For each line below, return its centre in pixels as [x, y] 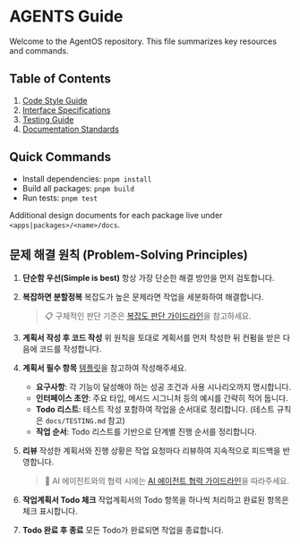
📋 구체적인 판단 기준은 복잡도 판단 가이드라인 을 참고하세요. [148, 316]
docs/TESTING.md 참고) [85, 421]
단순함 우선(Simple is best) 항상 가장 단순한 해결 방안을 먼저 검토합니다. [148, 278]
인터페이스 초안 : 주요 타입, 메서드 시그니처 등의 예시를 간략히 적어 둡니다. [162, 398]
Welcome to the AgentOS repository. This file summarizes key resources [143, 41]
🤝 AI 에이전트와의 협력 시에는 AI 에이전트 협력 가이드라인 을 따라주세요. [167, 481]
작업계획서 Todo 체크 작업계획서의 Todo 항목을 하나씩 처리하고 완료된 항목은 [155, 500]
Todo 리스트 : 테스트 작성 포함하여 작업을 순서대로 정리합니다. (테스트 [155, 410]
